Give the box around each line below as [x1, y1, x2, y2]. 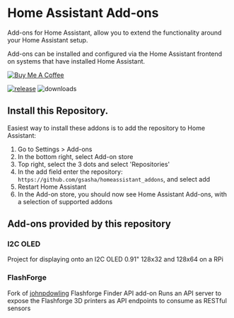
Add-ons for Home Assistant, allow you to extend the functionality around [7, 28, 222, 37]
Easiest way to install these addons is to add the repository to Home [7, 124, 206, 132]
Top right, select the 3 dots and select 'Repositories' [17, 160, 170, 168]
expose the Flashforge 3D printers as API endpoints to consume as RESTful [7, 296, 228, 305]
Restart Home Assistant [17, 182, 87, 191]
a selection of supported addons [17, 197, 113, 206]
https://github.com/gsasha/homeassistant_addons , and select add [17, 175, 211, 183]
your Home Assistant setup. [7, 35, 88, 44]
